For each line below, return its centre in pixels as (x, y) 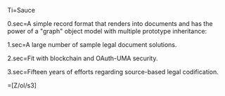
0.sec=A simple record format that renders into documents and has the (110, 23)
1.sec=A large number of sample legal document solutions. (92, 44)
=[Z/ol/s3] (22, 85)
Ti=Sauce (21, 10)
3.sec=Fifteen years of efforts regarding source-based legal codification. (113, 72)
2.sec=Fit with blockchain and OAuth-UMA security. (83, 58)
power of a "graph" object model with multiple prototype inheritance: (107, 31)
